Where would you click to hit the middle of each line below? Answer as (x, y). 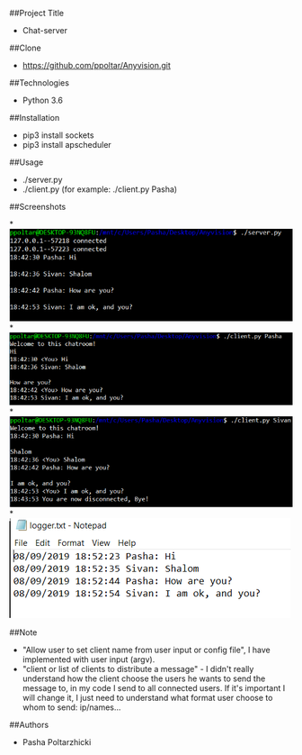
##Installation (35, 118)
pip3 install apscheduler (67, 145)
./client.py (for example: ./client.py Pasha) (100, 189)
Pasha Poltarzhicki (57, 742)
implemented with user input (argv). (89, 659)
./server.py (42, 180)
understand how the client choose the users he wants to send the (144, 678)
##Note (23, 632)
